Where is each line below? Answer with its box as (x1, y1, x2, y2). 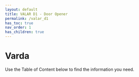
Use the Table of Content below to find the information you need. (5, 66, 134, 72)
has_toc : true (5, 20, 34, 26)
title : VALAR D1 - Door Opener (5, 12, 68, 16)
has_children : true (5, 30, 44, 34)
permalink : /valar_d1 (5, 16, 49, 21)
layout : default (5, 7, 38, 12)
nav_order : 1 (5, 25, 31, 30)
